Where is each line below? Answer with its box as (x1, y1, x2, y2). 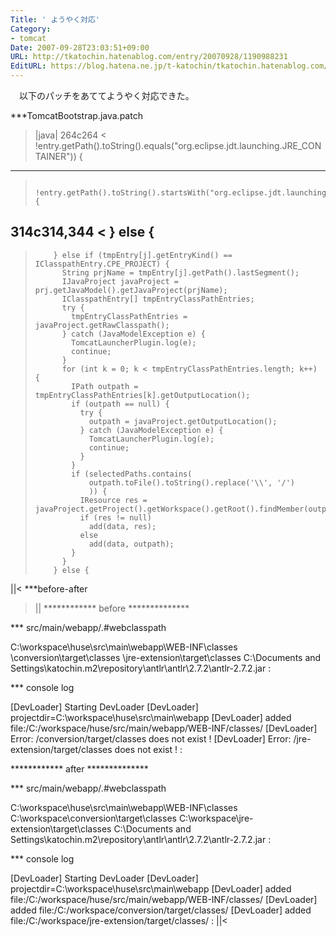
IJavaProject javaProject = (61, 276, 179, 286)
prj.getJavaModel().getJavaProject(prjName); (34, 285, 228, 295)
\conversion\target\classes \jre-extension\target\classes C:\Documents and (10, 651, 322, 663)
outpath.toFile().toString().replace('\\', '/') (88, 477, 296, 488)
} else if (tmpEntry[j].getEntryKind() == (53, 250, 233, 260)
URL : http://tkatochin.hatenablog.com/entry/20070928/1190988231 (10, 52, 288, 62)
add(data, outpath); (88, 539, 175, 549)
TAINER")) (34, 151, 77, 162)
